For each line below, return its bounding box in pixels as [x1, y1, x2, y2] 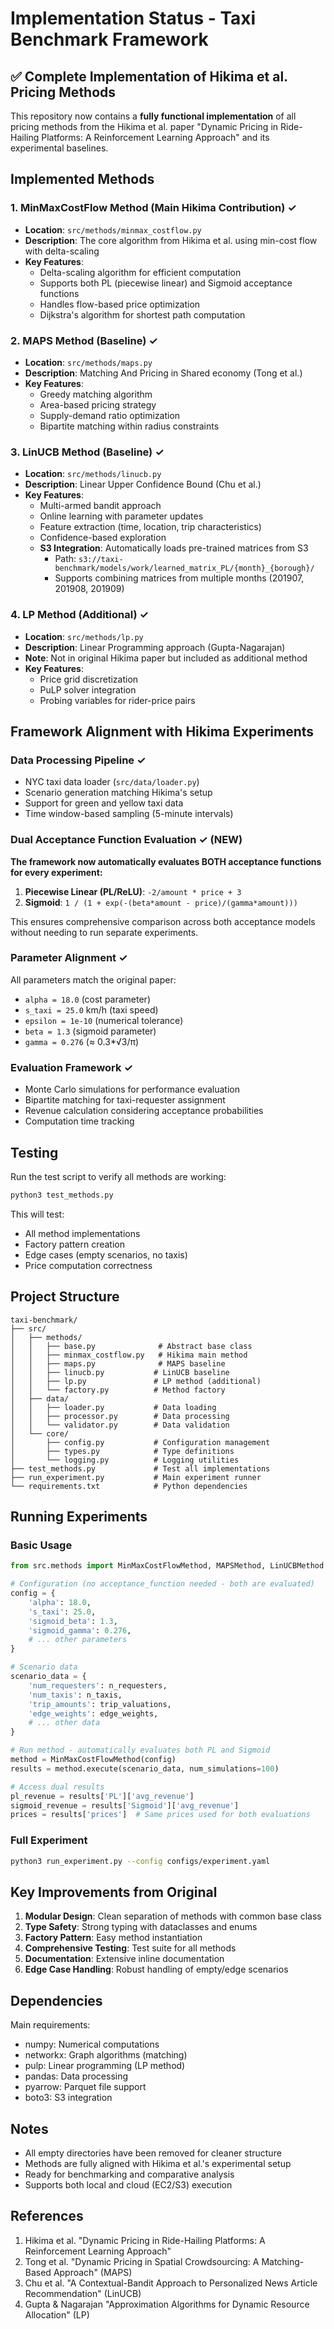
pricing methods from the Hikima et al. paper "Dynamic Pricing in [10, 121, 279, 132]
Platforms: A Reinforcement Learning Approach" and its [41, 132, 270, 143]
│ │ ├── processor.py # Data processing [10, 1411, 230, 1421]
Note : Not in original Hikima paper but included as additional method [24, 652, 308, 664]
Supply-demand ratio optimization [39, 409, 181, 421]
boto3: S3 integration [24, 2092, 113, 2104]
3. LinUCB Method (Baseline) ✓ [10, 445, 165, 459]
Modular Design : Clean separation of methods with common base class [24, 1910, 322, 1922]
